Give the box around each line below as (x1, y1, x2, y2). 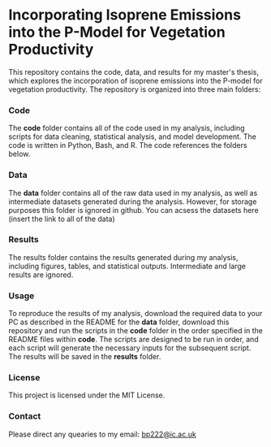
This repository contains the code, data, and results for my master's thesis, (8, 67, 260, 76)
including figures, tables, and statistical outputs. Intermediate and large (8, 261, 246, 271)
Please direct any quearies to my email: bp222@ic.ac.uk (8, 429, 196, 439)
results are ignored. (8, 270, 74, 280)
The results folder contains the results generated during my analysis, (8, 252, 239, 262)
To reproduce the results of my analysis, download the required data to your (8, 309, 263, 319)
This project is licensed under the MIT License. (8, 390, 166, 400)
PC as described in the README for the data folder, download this (8, 317, 230, 327)
